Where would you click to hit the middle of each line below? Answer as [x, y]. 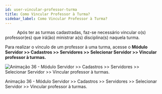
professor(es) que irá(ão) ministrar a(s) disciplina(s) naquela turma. [72, 38]
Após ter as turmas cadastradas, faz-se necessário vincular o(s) [81, 33]
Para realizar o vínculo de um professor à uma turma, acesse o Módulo [76, 47]
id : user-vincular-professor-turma [41, 9]
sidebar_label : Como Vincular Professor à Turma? [56, 19]
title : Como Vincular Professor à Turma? [48, 14]
